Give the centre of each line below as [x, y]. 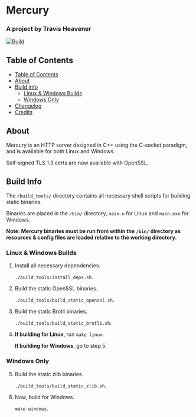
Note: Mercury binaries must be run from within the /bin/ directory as [94, 231]
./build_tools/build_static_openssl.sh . [64, 300]
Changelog [28, 106]
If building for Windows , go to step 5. [61, 346]
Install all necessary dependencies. [58, 266]
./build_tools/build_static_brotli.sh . [63, 323]
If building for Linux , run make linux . [59, 334]
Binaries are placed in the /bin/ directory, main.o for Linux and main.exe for [97, 213]
